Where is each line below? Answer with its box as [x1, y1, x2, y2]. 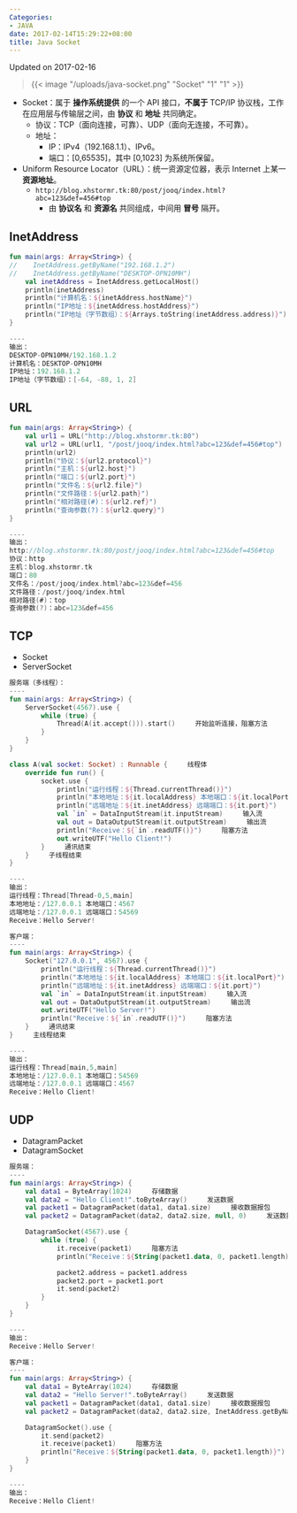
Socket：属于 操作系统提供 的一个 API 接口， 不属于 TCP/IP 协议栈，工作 [21, 97, 285, 108]
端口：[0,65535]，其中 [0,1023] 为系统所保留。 [48, 152, 219, 164]
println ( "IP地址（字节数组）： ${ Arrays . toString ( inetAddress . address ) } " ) [25, 311, 287, 319]
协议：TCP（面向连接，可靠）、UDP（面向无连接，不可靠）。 [34, 119, 254, 130]
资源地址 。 [21, 174, 62, 186]
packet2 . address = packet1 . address [56, 1268, 188, 1277]
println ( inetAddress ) [25, 285, 104, 295]
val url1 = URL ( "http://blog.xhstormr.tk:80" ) [25, 431, 200, 441]
